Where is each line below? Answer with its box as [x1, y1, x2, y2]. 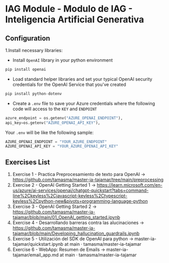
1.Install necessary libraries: [5, 48, 63, 53]
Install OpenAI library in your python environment [12, 57, 113, 63]
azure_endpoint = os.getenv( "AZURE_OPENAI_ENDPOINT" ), [5, 115, 123, 120]
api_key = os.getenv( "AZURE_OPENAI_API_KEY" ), [5, 120, 100, 125]
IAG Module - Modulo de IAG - [5, 3, 133, 15]
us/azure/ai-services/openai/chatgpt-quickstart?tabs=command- [12, 188, 149, 194]
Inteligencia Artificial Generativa [5, 14, 144, 25]
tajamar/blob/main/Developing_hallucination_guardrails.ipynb [12, 231, 140, 237]
